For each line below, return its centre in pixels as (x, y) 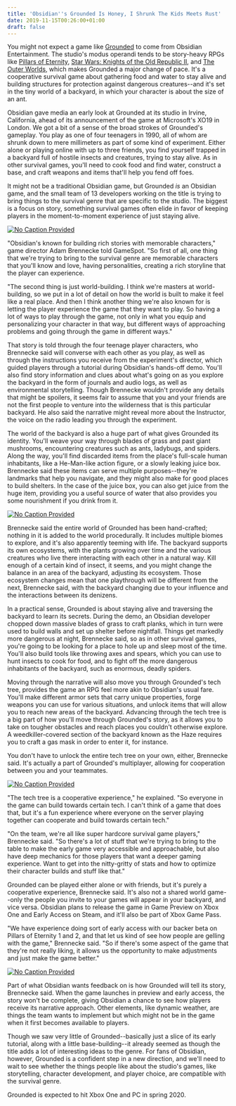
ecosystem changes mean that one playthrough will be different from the (113, 580)
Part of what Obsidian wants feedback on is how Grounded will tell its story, (117, 986)
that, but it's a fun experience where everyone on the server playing (105, 813)
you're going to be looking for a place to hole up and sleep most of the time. (117, 646)
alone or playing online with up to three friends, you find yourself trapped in (117, 150)
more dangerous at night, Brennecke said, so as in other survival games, (112, 639)
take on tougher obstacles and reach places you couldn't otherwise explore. (118, 727)
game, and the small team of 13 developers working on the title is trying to (114, 193)
